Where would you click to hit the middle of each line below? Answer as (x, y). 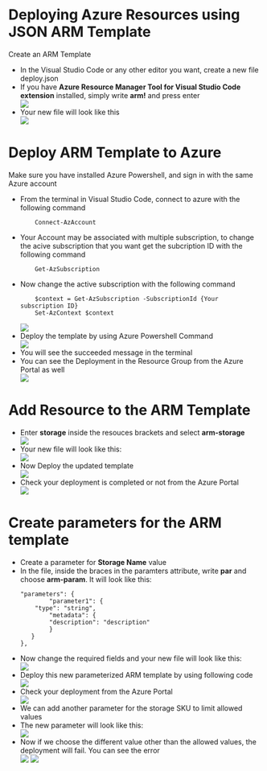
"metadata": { (73, 615)
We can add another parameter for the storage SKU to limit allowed (131, 708)
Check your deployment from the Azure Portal (96, 691)
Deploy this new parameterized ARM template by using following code (136, 674)
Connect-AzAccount (66, 222)
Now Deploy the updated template (77, 465)
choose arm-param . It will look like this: (86, 579)
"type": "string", (66, 608)
